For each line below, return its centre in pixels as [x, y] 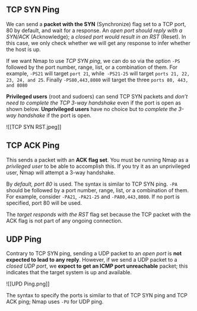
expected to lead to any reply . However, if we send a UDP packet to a [92, 260]
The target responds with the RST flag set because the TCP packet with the [99, 214]
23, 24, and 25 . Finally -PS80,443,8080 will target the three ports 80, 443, [97, 80]
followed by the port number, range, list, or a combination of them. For [92, 67]
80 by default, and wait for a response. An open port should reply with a [94, 30]
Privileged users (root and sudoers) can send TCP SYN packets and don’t [97, 96]
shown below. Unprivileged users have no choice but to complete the [92, 109]
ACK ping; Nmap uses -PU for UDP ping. [55, 302]
